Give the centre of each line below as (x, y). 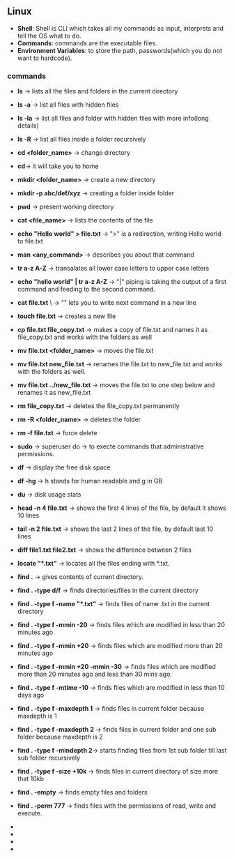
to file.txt (30, 241)
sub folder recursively (49, 758)
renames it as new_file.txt (54, 393)
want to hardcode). (45, 58)
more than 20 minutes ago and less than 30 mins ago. (95, 674)
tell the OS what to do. (49, 36)
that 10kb (30, 779)
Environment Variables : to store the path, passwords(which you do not (120, 50)
